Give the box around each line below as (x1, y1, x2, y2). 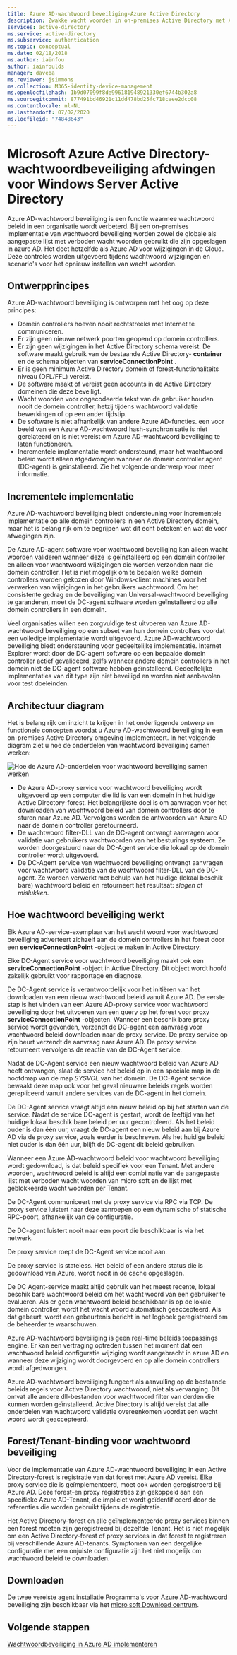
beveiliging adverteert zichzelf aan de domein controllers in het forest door (7, 935, 225, 943)
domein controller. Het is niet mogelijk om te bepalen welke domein (7, 568, 202, 577)
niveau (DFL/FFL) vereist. (17, 372, 92, 381)
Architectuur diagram (7, 700, 104, 712)
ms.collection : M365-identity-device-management (7, 83, 153, 90)
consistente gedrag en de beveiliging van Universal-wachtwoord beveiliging (7, 591, 229, 599)
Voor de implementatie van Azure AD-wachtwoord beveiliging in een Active (7, 1465, 227, 1473)
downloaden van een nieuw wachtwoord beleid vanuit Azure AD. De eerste (7, 992, 226, 1001)
